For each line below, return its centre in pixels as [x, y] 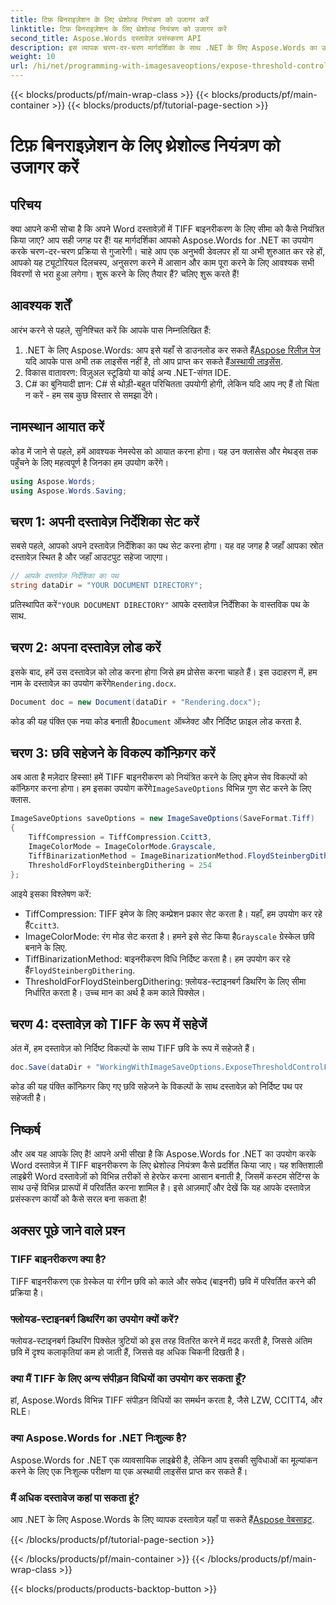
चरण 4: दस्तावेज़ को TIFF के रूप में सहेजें [109, 1024]
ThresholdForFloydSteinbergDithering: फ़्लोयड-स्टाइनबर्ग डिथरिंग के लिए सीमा [165, 981]
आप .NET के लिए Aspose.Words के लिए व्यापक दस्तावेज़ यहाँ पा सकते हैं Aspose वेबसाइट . [162, 1519]
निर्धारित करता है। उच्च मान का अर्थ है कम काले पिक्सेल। [115, 992]
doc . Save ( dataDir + [51, 1067]
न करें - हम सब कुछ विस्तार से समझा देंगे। [91, 395]
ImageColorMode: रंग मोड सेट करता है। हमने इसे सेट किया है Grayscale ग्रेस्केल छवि [169, 936]
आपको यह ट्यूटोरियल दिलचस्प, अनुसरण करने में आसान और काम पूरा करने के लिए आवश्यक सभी [162, 262]
